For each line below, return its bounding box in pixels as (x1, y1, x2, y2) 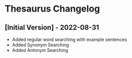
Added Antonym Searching (12, 47, 69, 53)
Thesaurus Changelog (5, 3, 100, 15)
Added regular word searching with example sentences (12, 36, 127, 42)
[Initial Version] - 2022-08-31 (5, 23, 99, 32)
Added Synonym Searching (12, 42, 69, 48)
